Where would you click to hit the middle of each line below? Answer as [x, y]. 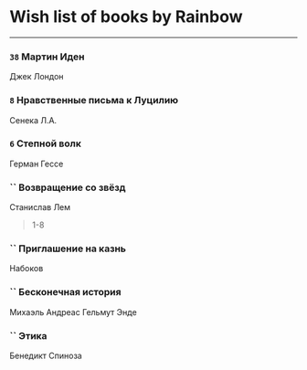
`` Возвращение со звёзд [68, 187]
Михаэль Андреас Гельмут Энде [73, 312]
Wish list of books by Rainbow [127, 17]
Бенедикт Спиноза [46, 356]
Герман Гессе [37, 164]
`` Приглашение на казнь [68, 248]
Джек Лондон [37, 77]
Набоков [26, 269]
